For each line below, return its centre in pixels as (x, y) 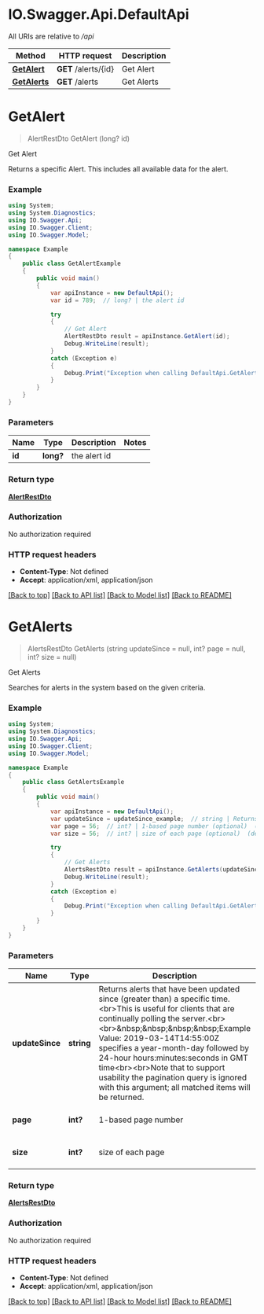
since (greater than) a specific (154, 999)
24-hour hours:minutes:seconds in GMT (174, 1058)
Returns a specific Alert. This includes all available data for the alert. (118, 169)
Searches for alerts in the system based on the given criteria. (107, 688)
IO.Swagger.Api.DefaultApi (99, 15)
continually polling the (139, 1018)
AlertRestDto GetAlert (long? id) (79, 138)
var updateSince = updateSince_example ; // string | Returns (154, 819)
